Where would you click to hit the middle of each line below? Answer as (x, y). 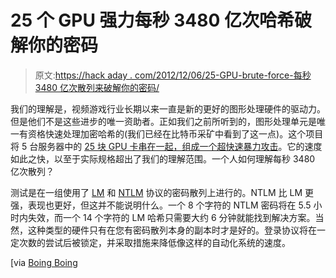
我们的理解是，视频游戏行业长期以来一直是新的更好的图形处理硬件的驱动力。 (168, 108)
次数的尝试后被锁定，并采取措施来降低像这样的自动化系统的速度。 (154, 242)
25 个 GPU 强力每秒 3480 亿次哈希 (152, 20)
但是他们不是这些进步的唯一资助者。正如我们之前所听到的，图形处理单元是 (163, 121)
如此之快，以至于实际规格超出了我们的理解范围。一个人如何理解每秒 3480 (163, 158)
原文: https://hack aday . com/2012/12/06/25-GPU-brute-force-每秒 (173, 75)
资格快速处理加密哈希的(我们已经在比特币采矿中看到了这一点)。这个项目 (175, 133)
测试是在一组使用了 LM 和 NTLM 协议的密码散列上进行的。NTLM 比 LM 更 (162, 192)
